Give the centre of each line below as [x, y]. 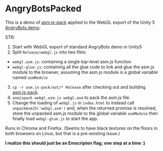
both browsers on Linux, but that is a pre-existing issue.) [62, 133]
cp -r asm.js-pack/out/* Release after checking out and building [79, 87]
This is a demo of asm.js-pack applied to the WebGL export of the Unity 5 [80, 22]
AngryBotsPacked [43, 9]
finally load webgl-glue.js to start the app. [55, 118]
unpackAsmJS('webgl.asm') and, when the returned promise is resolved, [84, 108]
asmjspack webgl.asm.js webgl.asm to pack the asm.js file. [71, 98]
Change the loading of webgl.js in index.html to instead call [73, 102]
